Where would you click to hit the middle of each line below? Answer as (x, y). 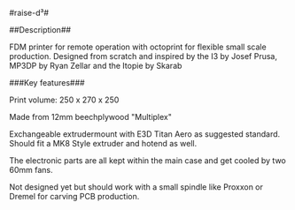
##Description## (40, 30)
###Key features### (47, 82)
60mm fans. (31, 170)
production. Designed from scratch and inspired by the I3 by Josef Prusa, (143, 56)
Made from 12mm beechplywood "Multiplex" (91, 117)
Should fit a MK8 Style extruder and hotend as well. (103, 143)
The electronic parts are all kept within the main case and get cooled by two (147, 161)
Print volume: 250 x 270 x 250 (64, 100)
